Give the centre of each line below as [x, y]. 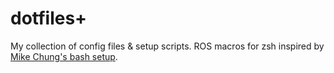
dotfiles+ [49, 18]
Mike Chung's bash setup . [64, 56]
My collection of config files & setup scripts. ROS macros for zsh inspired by [167, 46]
